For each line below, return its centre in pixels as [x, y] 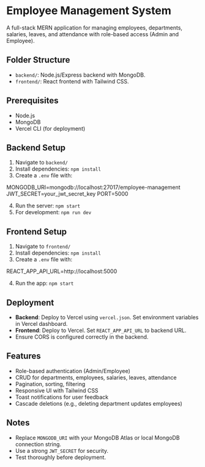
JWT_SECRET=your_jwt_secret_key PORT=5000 [67, 194]
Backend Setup [36, 148]
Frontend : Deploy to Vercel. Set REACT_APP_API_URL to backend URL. [101, 330]
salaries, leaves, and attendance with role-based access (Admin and [93, 34]
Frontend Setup [37, 232]
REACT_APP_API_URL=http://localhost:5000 [62, 271]
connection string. [38, 444]
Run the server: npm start [48, 206]
